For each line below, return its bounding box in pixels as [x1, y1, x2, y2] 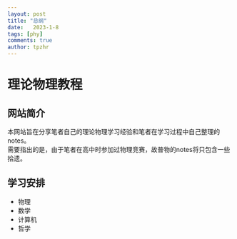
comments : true [7, 37, 53, 44]
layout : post [7, 10, 46, 18]
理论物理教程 [7, 76, 84, 93]
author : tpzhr [7, 44, 50, 51]
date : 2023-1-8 [7, 24, 59, 31]
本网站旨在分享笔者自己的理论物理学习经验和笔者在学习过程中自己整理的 [7, 128, 220, 136]
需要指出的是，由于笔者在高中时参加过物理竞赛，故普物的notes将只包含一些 [7, 146, 231, 153]
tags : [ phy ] [7, 30, 43, 38]
